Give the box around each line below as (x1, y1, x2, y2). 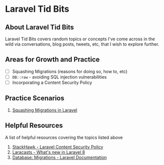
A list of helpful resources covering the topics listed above (5, 134, 123, 140)
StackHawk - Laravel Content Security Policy (12, 144, 104, 150)
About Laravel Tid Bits (5, 23, 74, 31)
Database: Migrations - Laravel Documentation (12, 154, 107, 160)
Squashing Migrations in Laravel (12, 107, 78, 113)
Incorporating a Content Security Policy (12, 80, 92, 85)
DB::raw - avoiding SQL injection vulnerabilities (12, 74, 107, 80)
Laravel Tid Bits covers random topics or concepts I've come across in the (5, 36, 156, 42)
